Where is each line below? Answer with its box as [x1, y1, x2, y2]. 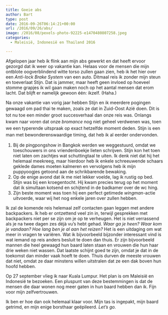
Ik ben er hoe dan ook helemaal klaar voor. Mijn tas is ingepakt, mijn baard [5, 298, 159, 304]
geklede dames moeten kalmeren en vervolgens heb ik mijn [12, 163, 136, 169]
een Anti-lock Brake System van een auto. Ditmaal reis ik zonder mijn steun [5, 73, 161, 80]
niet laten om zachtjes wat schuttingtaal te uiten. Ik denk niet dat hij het [12, 152, 159, 158]
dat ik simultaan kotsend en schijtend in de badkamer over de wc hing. [12, 184, 159, 190]
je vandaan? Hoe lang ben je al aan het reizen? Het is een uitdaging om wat [5, 226, 162, 232]
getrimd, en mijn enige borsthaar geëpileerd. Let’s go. [5, 303, 116, 310]
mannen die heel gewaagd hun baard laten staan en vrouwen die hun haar [5, 242, 159, 248]
